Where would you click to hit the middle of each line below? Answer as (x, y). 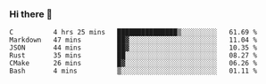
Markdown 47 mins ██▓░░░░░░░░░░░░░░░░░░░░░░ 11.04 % (133, 40)
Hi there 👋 (31, 14)
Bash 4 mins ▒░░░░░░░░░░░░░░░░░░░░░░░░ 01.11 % (133, 71)
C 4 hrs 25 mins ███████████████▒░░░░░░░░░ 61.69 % (133, 33)
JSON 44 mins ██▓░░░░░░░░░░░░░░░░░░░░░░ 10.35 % (133, 48)
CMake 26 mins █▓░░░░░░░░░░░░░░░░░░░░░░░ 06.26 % (133, 64)
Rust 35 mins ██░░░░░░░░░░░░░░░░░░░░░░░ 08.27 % (133, 56)
